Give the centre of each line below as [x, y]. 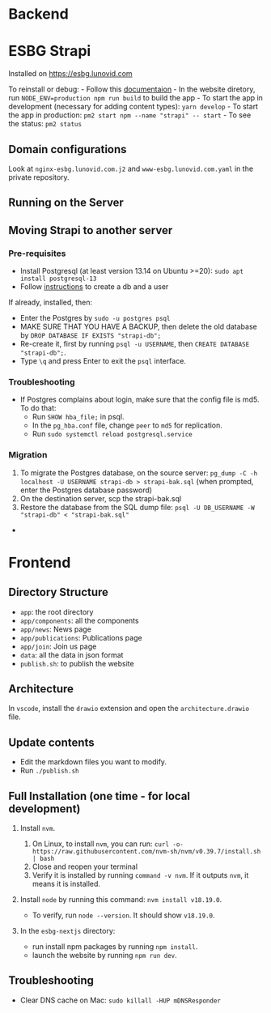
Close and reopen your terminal [85, 866]
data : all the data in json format [72, 655]
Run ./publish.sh [49, 771]
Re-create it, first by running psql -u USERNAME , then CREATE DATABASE [135, 344]
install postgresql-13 [58, 279]
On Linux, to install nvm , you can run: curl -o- [108, 844]
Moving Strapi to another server [91, 230]
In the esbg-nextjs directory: [68, 931]
